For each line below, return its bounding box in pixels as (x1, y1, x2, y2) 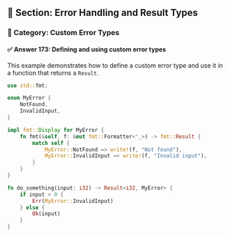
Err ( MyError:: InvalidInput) (32, 197, 114, 204)
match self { (32, 139, 70, 146)
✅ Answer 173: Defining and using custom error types (7, 45, 167, 53)
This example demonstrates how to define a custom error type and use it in (7, 61, 223, 70)
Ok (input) (32, 211, 61, 217)
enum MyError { (7, 95, 52, 102)
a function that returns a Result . (7, 68, 99, 77)
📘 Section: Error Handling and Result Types (7, 7, 199, 19)
